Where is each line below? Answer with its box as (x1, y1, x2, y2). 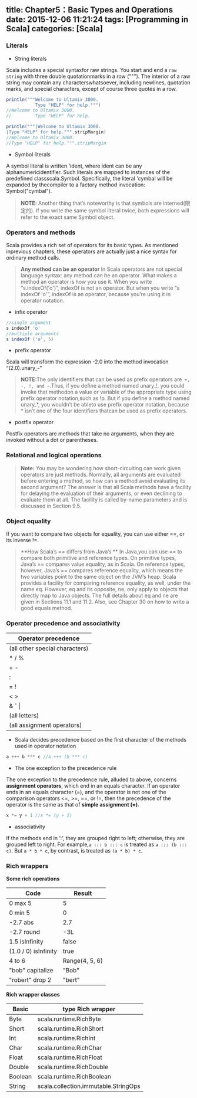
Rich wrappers (6, 862, 49, 870)
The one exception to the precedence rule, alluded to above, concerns (6, 776, 177, 783)
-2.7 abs (9, 919, 34, 927)
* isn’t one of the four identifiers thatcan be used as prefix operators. (20, 407, 188, 414)
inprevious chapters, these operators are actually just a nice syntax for (6, 248, 177, 255)
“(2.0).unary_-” (6, 365, 42, 372)
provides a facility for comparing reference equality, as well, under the (20, 579, 191, 586)
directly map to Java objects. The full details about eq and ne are (20, 592, 178, 599)
